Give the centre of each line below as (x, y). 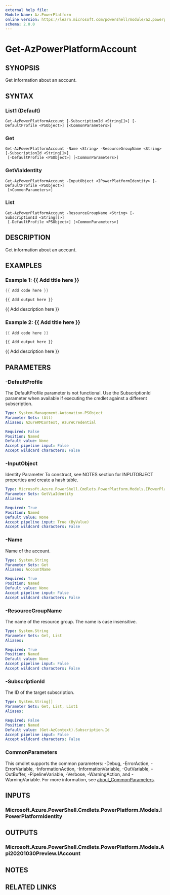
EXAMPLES (24, 266)
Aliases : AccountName (28, 570)
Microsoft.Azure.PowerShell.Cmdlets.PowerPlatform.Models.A (85, 847)
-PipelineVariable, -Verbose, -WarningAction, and (79, 774)
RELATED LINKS (31, 887)
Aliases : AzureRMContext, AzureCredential (51, 422)
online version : (22, 19)
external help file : (27, 10)
